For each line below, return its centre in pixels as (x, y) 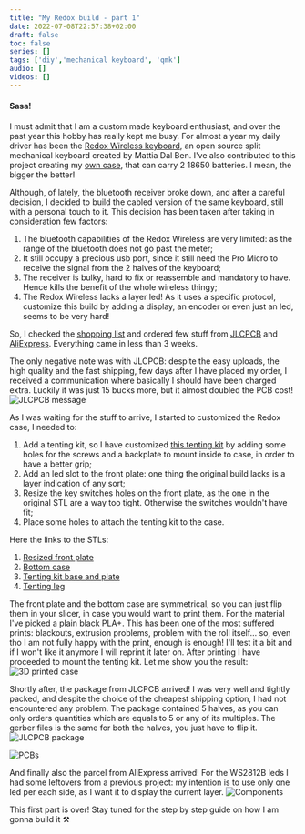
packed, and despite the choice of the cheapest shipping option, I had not (148, 698)
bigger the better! (42, 175)
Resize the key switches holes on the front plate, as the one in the (146, 493)
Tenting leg (44, 586)
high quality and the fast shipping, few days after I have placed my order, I (148, 370)
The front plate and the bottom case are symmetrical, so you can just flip (146, 603)
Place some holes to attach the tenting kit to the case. (123, 522)
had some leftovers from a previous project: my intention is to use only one (150, 782)
